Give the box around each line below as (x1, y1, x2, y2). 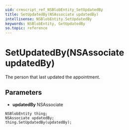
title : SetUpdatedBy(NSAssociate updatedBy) (5, 12, 99, 17)
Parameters (5, 88, 42, 97)
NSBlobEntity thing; (5, 111, 48, 116)
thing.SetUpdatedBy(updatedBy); (5, 120, 72, 125)
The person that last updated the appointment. (5, 74, 101, 80)
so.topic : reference (5, 26, 48, 31)
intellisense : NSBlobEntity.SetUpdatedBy (5, 16, 92, 21)
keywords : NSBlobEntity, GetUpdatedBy (5, 21, 85, 26)
